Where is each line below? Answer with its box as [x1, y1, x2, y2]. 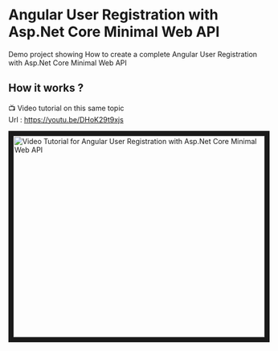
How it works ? [8, 81, 84, 95]
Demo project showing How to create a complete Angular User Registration [8, 49, 258, 59]
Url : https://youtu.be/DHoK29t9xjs [8, 114, 125, 124]
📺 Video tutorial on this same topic [8, 103, 125, 113]
